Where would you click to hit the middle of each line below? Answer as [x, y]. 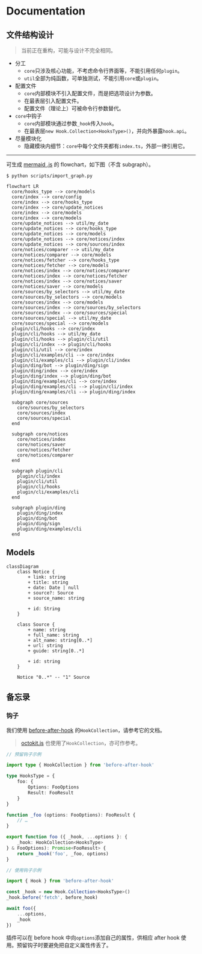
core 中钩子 [28, 116]
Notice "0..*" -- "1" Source [54, 677]
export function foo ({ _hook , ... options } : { [67, 837]
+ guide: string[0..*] [56, 651]
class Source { [36, 625]
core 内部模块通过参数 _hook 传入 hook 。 [70, 123]
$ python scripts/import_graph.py [50, 176]
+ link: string [47, 577]
